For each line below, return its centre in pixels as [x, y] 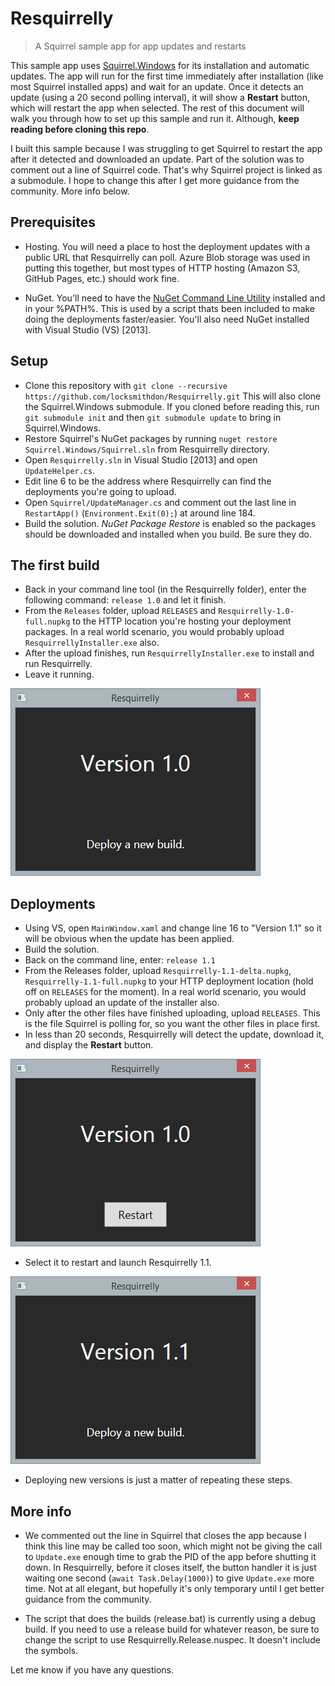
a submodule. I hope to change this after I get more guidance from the [155, 180]
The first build [55, 565]
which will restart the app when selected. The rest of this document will [157, 108]
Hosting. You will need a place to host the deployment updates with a [167, 246]
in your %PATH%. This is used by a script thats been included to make [170, 308]
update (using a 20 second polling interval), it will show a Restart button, [160, 97]
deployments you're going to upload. [100, 491]
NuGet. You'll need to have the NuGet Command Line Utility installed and [175, 298]
